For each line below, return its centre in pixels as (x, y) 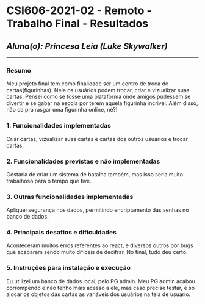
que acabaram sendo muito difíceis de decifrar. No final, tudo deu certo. (97, 252)
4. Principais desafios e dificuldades (62, 233)
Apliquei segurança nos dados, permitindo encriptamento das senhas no (98, 210)
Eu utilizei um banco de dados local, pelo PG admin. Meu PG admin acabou (101, 281)
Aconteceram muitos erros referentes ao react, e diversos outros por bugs (100, 245)
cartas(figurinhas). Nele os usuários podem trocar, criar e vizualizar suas (98, 90)
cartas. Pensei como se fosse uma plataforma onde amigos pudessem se (99, 97)
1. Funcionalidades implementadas (59, 126)
